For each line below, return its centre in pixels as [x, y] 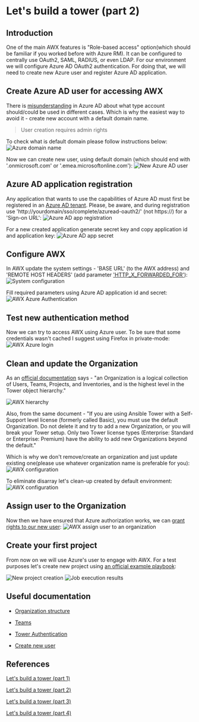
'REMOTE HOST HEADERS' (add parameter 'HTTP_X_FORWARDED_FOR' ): [97, 275]
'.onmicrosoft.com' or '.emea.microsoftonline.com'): [69, 166]
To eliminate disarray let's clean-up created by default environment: [89, 481]
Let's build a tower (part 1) [38, 679]
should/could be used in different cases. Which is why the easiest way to [96, 112]
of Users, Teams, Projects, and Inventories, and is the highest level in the [95, 384]
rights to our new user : [34, 527]
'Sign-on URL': [24, 217]
